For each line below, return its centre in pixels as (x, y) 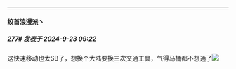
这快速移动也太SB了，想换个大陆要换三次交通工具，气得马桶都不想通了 (110, 58)
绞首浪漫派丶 (26, 21)
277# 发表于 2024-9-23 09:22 (52, 39)
